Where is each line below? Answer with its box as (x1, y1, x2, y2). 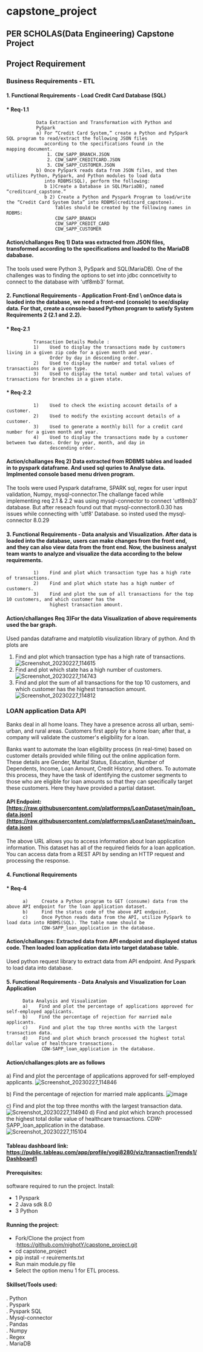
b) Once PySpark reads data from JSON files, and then (36, 167, 178, 173)
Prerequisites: (6, 1169, 43, 1176)
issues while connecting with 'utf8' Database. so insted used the (6, 510, 168, 518)
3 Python (15, 1207, 38, 1214)
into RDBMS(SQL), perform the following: (44, 178, 150, 184)
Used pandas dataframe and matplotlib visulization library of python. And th (6, 635, 196, 642)
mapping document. (6, 146, 53, 152)
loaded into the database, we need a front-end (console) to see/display (6, 298, 189, 305)
